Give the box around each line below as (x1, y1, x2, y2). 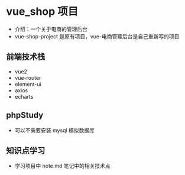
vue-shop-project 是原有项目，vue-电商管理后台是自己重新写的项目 (14, 33, 180, 40)
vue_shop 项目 (6, 5, 79, 18)
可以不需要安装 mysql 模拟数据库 (14, 127, 95, 134)
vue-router (14, 74, 41, 81)
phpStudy (6, 110, 44, 121)
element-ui (14, 80, 41, 87)
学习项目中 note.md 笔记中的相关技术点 (14, 163, 111, 170)
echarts (14, 93, 34, 100)
